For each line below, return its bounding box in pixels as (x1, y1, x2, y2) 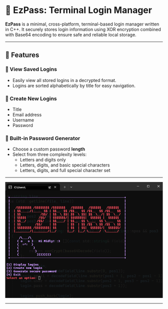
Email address (12, 111, 42, 117)
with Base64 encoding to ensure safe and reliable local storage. (5, 31, 136, 37)
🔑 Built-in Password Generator (5, 134, 80, 141)
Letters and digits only (19, 157, 66, 163)
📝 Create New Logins (5, 95, 57, 102)
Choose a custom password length (12, 146, 85, 152)
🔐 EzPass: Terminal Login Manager (5, 4, 152, 16)
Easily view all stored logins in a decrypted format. (12, 77, 116, 83)
